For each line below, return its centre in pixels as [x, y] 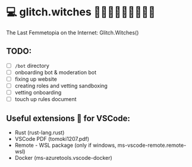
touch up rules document [45, 99]
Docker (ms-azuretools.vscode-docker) [64, 157]
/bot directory [32, 65]
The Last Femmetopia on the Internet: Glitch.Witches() [73, 32]
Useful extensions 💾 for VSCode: [68, 118]
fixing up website [36, 79]
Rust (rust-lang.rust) [40, 133]
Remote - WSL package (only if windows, [65, 145]
